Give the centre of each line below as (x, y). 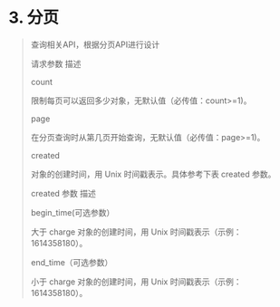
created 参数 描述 (63, 193)
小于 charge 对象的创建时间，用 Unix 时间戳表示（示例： (136, 282)
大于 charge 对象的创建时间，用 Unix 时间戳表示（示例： (136, 232)
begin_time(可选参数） (72, 212)
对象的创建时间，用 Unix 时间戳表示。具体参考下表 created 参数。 (153, 174)
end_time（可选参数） (72, 262)
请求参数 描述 (56, 63)
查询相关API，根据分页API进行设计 (95, 44)
